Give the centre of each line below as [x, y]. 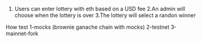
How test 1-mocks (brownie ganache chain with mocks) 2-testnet [88, 27]
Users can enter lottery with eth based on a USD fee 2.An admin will [100, 9]
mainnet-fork [22, 33]
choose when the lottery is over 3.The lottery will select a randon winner [105, 15]
